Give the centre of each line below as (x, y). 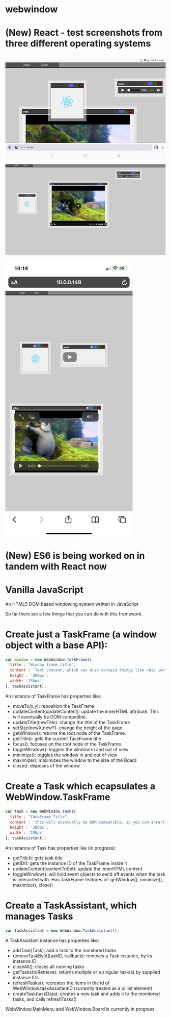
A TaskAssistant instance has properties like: (52, 940)
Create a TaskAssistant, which (71, 906)
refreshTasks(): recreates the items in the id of (61, 983)
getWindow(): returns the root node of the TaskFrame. (69, 733)
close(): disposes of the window (46, 765)
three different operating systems (78, 44)
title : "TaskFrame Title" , (40, 817)
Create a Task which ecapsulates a (80, 786)
